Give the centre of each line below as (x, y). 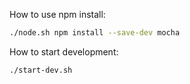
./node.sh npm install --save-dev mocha (95, 33)
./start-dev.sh (41, 70)
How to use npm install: (57, 14)
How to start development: (64, 51)
